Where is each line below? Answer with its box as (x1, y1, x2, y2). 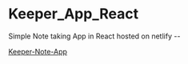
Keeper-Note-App (8, 46, 68, 56)
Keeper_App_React (8, 5, 138, 23)
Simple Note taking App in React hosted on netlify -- (8, 31, 181, 41)
